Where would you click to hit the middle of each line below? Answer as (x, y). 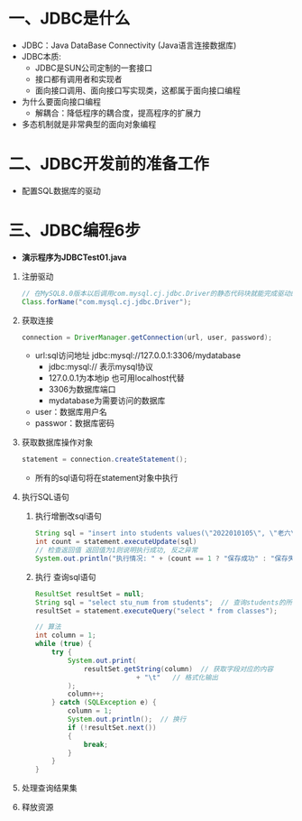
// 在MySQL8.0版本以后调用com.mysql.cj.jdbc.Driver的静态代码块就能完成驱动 (156, 293)
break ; (96, 744)
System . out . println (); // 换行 (127, 720)
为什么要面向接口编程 (61, 101)
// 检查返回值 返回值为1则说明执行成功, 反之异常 (116, 550)
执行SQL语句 (45, 497)
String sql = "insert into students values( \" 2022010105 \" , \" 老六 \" (167, 533)
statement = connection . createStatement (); (105, 460)
